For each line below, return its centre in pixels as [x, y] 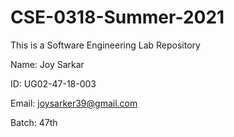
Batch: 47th [34, 122]
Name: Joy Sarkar [47, 64]
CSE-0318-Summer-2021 [117, 17]
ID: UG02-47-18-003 [53, 83]
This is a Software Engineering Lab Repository [105, 45]
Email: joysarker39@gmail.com [74, 103]
